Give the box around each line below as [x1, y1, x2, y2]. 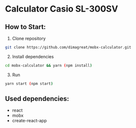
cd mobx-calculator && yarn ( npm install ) [5, 63, 92, 68]
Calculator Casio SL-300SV [5, 3, 118, 15]
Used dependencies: [5, 95, 69, 103]
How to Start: [5, 23, 46, 31]
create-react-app [12, 118, 47, 124]
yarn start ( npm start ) [5, 81, 53, 86]
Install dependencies [12, 53, 54, 59]
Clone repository [12, 35, 46, 41]
